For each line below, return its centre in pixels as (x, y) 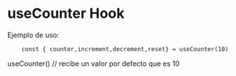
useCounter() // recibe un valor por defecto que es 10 (94, 64)
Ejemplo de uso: (33, 35)
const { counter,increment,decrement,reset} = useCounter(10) (125, 49)
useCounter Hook (66, 14)
